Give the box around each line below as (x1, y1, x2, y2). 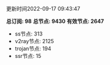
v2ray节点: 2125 (14, 38, 55, 44)
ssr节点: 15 (14, 53, 42, 59)
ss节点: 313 (14, 30, 43, 37)
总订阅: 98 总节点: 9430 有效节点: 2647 (6, 18, 104, 25)
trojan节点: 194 (14, 45, 52, 52)
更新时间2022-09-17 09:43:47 (6, 5, 80, 12)
